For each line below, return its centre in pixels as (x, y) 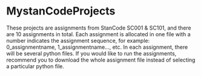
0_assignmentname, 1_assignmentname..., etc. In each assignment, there (97, 47)
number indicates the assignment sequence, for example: (78, 40)
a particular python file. (35, 66)
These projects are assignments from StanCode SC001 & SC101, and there (99, 28)
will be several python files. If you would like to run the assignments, (91, 53)
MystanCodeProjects (61, 11)
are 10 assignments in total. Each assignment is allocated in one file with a (98, 34)
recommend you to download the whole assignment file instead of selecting (101, 60)
